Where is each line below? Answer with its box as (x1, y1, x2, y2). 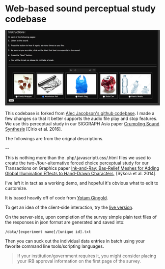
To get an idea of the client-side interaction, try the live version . (5, 204, 134, 210)
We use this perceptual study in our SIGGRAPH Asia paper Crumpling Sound (5, 120, 160, 126)
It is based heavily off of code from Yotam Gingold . (5, 194, 108, 200)
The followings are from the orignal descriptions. (5, 135, 104, 141)
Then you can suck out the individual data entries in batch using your (5, 238, 145, 244)
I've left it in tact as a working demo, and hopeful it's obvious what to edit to (5, 180, 159, 186)
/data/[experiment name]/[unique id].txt (5, 229, 91, 234)
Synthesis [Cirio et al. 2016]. (5, 126, 62, 132)
